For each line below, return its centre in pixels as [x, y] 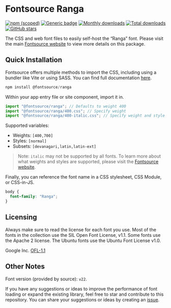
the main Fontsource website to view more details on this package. [75, 43]
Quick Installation [34, 60]
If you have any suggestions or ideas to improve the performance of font [81, 289]
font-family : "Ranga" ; [34, 197]
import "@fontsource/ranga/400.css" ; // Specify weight [66, 111]
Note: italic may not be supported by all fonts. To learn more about [89, 156]
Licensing [21, 217]
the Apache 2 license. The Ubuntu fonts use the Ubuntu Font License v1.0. [83, 240]
